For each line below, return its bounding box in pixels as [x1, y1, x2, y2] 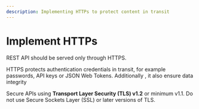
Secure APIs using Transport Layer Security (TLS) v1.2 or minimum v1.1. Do [6, 90, 193, 97]
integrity [6, 78, 27, 85]
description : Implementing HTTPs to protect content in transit [6, 8, 170, 15]
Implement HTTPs [6, 34, 98, 48]
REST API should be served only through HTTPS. [6, 54, 127, 61]
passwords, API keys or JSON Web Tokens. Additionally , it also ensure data [6, 72, 194, 79]
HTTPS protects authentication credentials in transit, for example [6, 66, 166, 73]
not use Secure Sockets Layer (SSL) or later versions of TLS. [6, 96, 155, 103]
